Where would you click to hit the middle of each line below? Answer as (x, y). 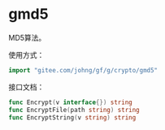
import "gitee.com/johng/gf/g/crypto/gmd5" (83, 70)
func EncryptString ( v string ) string (72, 117)
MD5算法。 (27, 37)
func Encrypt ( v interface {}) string (70, 102)
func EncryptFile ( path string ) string (74, 110)
